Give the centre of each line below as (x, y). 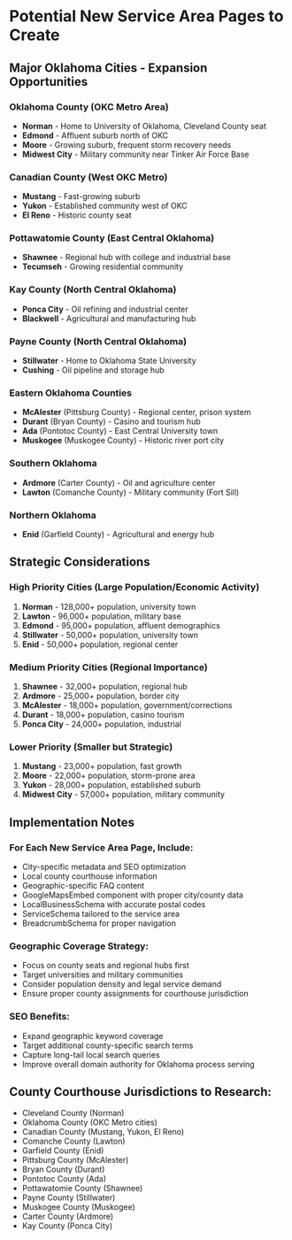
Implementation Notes (72, 822)
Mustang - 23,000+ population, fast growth (102, 766)
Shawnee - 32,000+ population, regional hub (104, 686)
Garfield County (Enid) (63, 1151)
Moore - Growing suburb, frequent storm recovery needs (127, 144)
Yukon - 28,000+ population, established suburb (111, 785)
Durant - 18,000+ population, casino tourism (103, 714)
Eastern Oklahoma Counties (71, 393)
